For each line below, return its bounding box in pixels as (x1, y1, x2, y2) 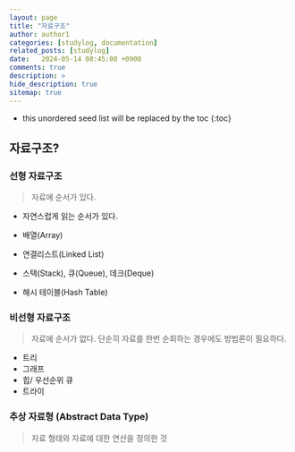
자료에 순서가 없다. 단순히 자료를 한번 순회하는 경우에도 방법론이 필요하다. (30, 333, 287, 345)
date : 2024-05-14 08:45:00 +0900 (9, 55, 142, 64)
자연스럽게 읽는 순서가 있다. (21, 211, 119, 222)
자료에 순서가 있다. (30, 192, 97, 202)
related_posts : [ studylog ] (9, 47, 110, 55)
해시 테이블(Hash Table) (21, 287, 109, 298)
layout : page (9, 13, 58, 22)
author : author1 (9, 30, 70, 38)
